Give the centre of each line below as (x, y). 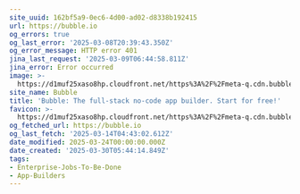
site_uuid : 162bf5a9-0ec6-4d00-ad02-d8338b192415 (104, 17)
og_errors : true (39, 34)
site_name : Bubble (43, 92)
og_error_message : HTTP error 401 (74, 51)
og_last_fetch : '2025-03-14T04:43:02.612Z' (92, 134)
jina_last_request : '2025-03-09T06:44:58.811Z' (100, 59)
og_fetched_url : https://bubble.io (75, 126)
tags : (19, 159)
